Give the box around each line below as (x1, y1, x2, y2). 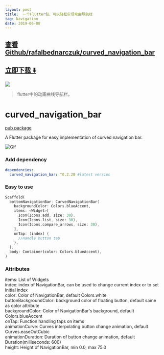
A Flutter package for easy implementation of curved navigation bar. (5, 134, 143, 140)
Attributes (5, 265, 30, 272)
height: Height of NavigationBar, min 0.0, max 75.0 (5, 344, 107, 351)
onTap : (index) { (14, 231, 49, 236)
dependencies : (5, 167, 34, 172)
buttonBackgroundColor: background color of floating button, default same (5, 298, 157, 304)
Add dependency (5, 156, 47, 163)
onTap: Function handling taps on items (5, 318, 85, 324)
